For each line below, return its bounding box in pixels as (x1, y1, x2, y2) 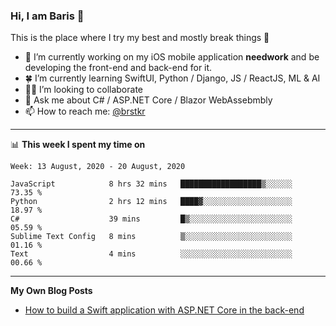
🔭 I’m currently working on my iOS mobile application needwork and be (24, 51, 320, 63)
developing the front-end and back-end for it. (24, 62, 213, 74)
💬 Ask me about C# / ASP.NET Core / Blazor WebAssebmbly (24, 94, 273, 106)
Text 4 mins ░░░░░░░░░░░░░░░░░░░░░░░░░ (10, 249, 293, 259)
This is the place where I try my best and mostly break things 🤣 (10, 32, 270, 44)
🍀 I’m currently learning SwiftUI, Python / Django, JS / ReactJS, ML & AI (24, 72, 321, 84)
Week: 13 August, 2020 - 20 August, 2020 (10, 162, 186, 172)
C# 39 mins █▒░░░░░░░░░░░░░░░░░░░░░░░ (10, 214, 293, 224)
